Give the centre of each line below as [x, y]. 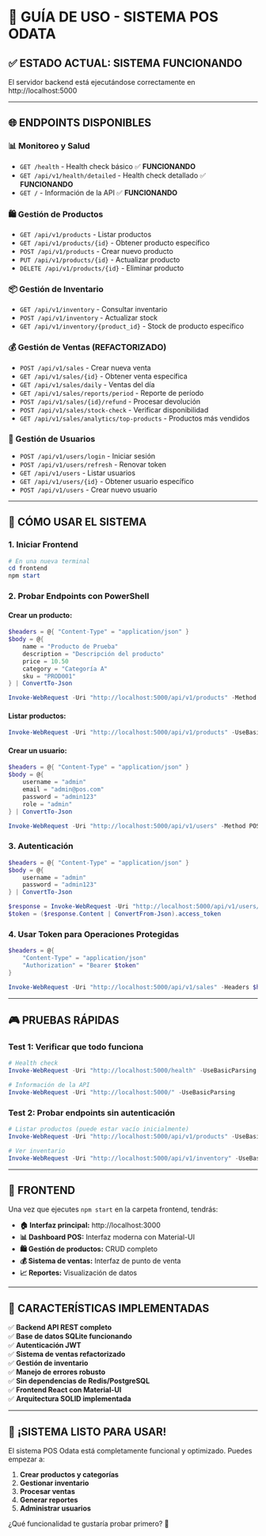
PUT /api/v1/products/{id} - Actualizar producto [100, 259]
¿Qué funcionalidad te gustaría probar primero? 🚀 [89, 1523]
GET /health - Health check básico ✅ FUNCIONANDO [108, 166]
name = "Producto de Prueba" [70, 647]
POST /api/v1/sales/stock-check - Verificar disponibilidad [114, 409]
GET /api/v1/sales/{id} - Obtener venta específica [103, 376]
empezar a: [27, 1459]
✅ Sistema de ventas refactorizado [67, 1354]
